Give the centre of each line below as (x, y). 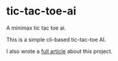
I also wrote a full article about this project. (60, 51)
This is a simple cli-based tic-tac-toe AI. (56, 39)
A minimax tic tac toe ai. (36, 28)
